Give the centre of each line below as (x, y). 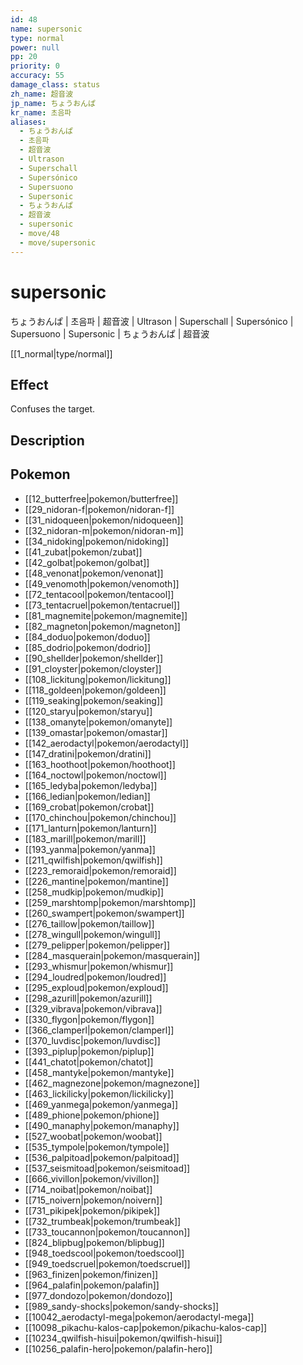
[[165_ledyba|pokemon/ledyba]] (91, 785)
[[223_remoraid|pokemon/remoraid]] (100, 870)
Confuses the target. (53, 409)
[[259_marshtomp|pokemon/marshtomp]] (110, 902)
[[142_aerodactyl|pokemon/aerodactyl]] (107, 743)
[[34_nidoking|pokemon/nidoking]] (97, 541)
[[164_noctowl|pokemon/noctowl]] (95, 775)
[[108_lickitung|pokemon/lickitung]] (98, 679)
